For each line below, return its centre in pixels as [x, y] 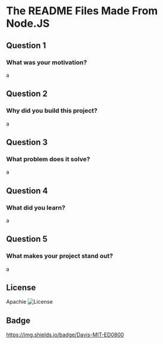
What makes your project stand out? [60, 256]
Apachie [16, 302]
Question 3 [27, 142]
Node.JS [28, 23]
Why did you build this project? [52, 111]
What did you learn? [36, 208]
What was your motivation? [47, 62]
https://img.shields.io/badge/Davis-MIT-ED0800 [65, 335]
